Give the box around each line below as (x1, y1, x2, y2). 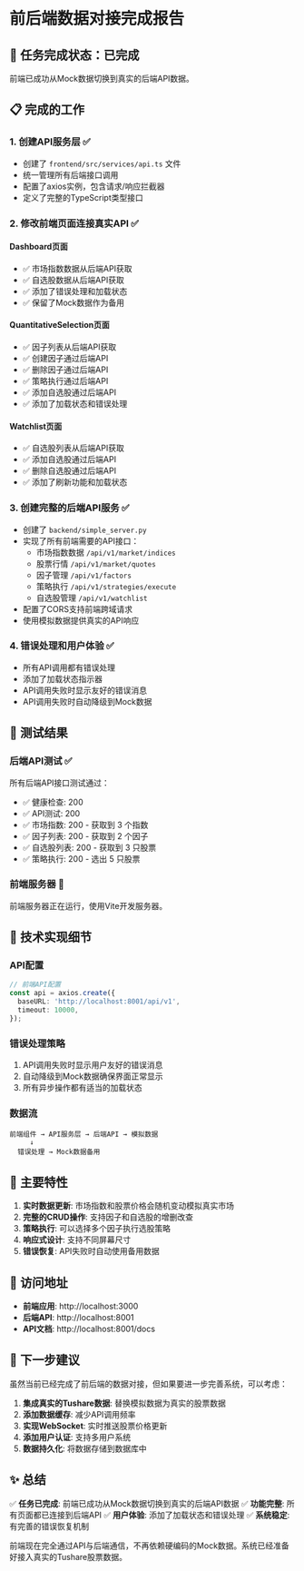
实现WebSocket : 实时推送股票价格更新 (22, 1420, 168, 1431)
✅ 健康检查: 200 (22, 796, 83, 807)
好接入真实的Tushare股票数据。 (9, 1551, 128, 1562)
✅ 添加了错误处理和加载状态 (22, 285, 128, 296)
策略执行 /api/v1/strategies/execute (35, 580, 177, 591)
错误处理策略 (9, 1037, 66, 1050)
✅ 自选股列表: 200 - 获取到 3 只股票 (22, 842, 157, 853)
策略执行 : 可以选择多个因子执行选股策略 (22, 1223, 171, 1234)
